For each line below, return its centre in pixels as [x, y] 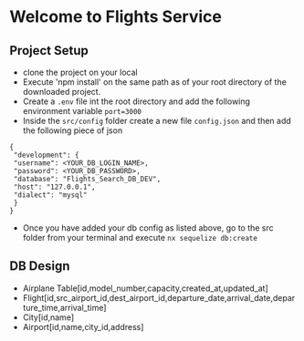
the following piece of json [73, 130]
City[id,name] [48, 317]
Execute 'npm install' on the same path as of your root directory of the [155, 82]
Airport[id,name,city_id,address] [83, 326]
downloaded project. [62, 92]
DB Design [40, 266]
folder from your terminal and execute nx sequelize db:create [140, 238]
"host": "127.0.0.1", [54, 187]
